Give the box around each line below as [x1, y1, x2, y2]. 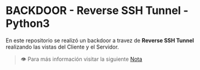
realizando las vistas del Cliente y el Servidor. [5, 43, 119, 51]
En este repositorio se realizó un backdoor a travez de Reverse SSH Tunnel [5, 37, 195, 44]
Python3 [5, 16, 50, 30]
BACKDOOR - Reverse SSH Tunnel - [5, 4, 188, 18]
